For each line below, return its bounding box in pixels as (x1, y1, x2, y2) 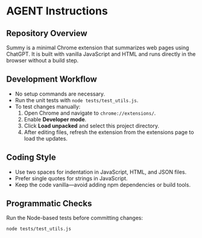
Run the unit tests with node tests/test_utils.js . (14, 96, 139, 103)
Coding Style (6, 152, 56, 163)
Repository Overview (6, 28, 87, 38)
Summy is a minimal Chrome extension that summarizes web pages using (6, 44, 189, 51)
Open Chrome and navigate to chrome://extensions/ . (24, 109, 156, 117)
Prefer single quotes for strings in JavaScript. (14, 174, 128, 182)
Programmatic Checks (6, 198, 92, 209)
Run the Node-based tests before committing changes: (6, 215, 144, 222)
